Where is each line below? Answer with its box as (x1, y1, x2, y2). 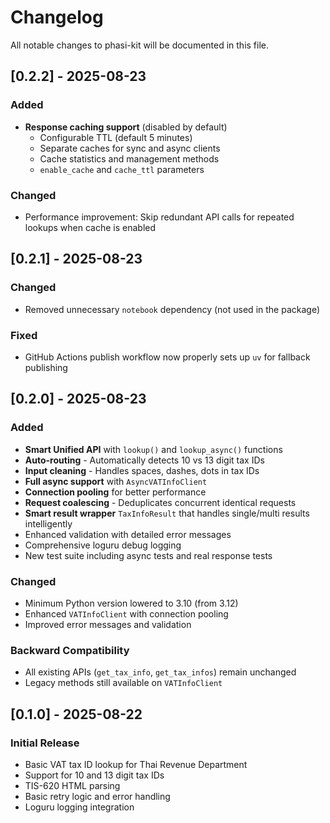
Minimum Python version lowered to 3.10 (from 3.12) (24, 597, 239, 609)
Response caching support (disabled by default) (24, 121, 228, 133)
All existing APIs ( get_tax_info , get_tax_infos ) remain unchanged (24, 666, 297, 678)
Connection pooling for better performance (24, 486, 207, 498)
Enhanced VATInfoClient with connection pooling (24, 607, 229, 620)
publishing (24, 361, 68, 373)
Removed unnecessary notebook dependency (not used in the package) (24, 303, 320, 315)
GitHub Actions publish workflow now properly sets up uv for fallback (24, 351, 311, 363)
